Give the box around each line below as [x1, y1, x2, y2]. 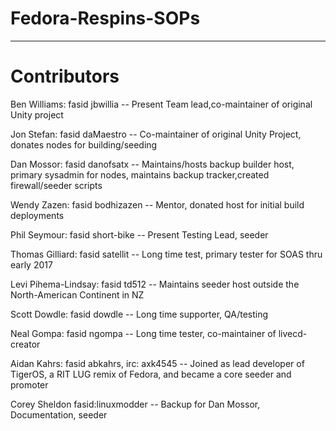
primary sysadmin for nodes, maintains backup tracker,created [10, 168, 270, 181]
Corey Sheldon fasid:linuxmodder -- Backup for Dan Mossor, [10, 398, 261, 410]
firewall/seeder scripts [10, 179, 103, 191]
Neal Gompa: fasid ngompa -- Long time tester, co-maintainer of [10, 327, 277, 339]
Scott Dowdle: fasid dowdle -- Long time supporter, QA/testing [10, 308, 269, 320]
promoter [10, 378, 49, 391]
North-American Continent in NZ [10, 288, 145, 301]
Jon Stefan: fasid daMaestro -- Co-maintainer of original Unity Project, [10, 128, 302, 140]
